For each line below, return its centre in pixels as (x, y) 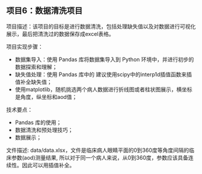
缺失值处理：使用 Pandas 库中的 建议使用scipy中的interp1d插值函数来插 (103, 74)
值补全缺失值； (33, 82)
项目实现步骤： (25, 46)
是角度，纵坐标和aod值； (46, 97)
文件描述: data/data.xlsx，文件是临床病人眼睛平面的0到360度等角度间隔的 (98, 150)
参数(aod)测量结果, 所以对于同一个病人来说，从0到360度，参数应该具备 (100, 157)
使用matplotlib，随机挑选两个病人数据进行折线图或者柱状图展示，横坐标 (103, 89)
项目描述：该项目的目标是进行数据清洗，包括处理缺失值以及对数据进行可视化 (101, 26)
